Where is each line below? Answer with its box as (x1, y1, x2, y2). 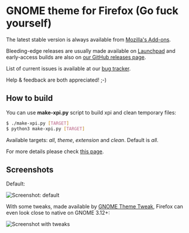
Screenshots (6, 164, 54, 174)
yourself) (6, 16, 52, 30)
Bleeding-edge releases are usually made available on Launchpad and (6, 47, 176, 54)
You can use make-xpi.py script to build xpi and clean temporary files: (6, 109, 177, 116)
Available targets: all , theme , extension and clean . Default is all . (6, 136, 159, 143)
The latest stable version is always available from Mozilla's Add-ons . (6, 36, 171, 43)
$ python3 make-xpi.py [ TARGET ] (6, 126, 85, 131)
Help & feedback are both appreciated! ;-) (6, 76, 107, 83)
